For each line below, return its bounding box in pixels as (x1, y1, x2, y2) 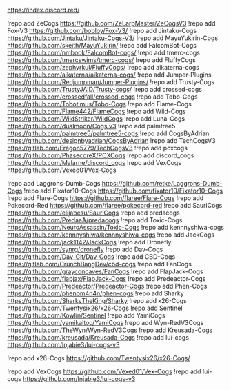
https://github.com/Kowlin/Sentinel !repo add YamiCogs (7, 311, 165, 320)
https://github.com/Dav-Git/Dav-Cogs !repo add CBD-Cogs (7, 253, 176, 261)
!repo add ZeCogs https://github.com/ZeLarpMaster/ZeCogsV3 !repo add (7, 19, 216, 27)
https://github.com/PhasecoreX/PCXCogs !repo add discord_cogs (7, 151, 194, 159)
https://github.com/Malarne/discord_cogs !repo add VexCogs (7, 159, 181, 166)
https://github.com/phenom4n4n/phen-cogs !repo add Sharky (7, 289, 184, 298)
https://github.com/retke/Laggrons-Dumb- (101, 179, 223, 187)
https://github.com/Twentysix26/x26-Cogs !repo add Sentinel (7, 304, 183, 312)
